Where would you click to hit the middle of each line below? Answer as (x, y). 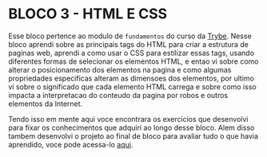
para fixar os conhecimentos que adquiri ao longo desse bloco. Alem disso (132, 128)
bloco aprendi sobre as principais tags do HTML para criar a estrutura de (129, 44)
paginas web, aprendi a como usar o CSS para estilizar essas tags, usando (131, 53)
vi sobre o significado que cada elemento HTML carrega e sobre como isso (133, 86)
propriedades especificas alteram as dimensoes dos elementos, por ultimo (131, 78)
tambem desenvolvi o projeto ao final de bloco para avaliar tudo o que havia (133, 135)
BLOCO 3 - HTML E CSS (88, 14)
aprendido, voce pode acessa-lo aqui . (71, 144)
